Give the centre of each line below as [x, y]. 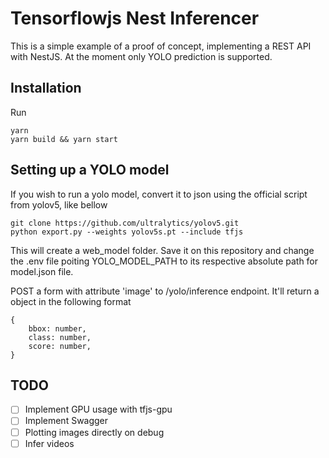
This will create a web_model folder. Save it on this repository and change [162, 250]
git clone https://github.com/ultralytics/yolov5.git [125, 223]
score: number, [60, 346]
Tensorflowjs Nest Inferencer [135, 18]
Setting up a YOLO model [90, 170]
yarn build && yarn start [64, 139]
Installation [46, 88]
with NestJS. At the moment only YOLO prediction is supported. [141, 56]
